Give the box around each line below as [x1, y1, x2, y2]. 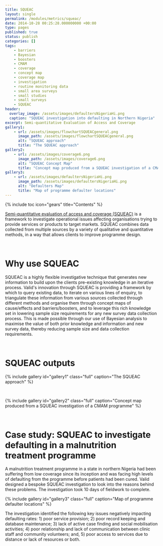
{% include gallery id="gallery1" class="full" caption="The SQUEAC [5, 373, 141, 380]
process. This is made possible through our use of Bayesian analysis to [5, 315, 147, 321]
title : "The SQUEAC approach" [17, 143, 79, 148]
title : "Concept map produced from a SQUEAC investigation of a [17, 165, 151, 170]
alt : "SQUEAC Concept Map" [17, 161, 73, 166]
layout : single [5, 12, 36, 17]
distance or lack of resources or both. [5, 536, 81, 543]
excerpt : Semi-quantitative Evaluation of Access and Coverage [5, 120, 136, 125]
